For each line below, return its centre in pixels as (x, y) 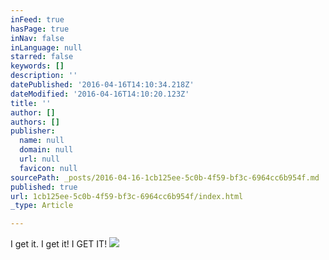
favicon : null (48, 168)
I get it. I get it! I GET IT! (59, 244)
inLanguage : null (46, 47)
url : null (39, 159)
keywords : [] (37, 66)
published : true (44, 187)
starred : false (42, 57)
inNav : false (37, 38)
